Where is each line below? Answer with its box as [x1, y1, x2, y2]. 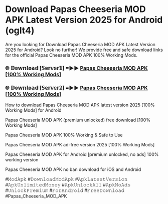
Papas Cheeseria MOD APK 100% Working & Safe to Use [5, 132, 123, 138]
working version [5, 157, 39, 163]
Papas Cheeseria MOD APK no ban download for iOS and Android [5, 166, 141, 172]
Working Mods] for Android [5, 107, 62, 113]
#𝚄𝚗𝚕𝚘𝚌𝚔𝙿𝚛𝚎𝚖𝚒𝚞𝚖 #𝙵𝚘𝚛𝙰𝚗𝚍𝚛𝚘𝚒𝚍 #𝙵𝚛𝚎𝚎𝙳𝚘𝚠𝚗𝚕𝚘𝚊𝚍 [5, 187, 124, 193]
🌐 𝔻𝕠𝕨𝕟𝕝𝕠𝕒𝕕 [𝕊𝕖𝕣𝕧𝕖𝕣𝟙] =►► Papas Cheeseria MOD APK [5, 64, 148, 71]
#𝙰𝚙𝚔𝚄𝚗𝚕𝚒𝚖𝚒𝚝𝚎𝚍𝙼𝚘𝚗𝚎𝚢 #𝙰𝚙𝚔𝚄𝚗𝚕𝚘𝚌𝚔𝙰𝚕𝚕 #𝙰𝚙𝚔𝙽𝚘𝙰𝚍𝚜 [5, 182, 131, 188]
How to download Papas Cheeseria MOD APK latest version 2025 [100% [5, 102, 155, 108]
